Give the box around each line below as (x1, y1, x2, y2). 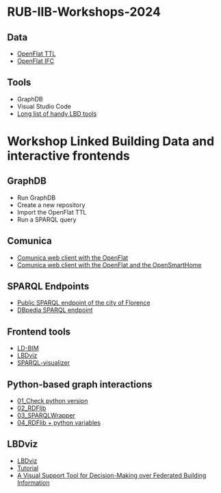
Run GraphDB (16, 193, 56, 202)
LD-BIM (16, 344, 39, 352)
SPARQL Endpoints (7, 280, 90, 292)
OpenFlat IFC (16, 57, 55, 65)
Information (16, 478, 50, 487)
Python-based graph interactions (7, 378, 153, 390)
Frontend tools (7, 326, 70, 337)
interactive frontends (7, 148, 130, 163)
